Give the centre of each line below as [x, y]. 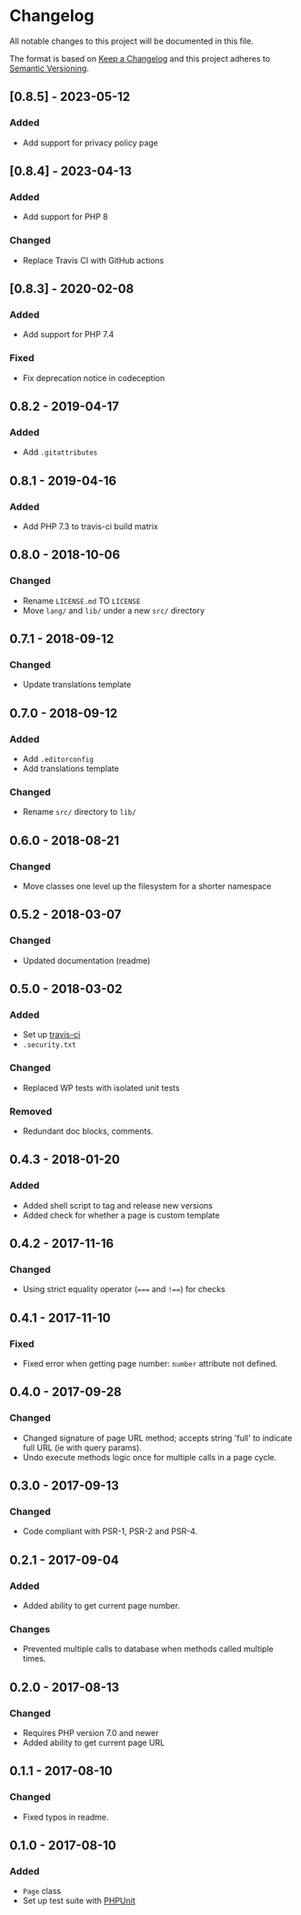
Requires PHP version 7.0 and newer [90, 1733]
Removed [31, 1111]
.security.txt [49, 1045]
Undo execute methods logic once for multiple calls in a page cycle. [150, 1457]
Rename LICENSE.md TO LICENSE [81, 600]
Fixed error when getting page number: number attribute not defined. [150, 1364]
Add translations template [71, 768]
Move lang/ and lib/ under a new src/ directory [114, 610]
